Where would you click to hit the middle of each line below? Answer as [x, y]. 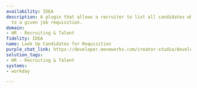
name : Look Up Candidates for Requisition [59, 44]
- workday [18, 71]
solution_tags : [25, 55]
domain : [16, 28]
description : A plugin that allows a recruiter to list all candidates [95, 17]
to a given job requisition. [47, 22]
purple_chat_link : [28, 50]
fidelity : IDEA [25, 38]
